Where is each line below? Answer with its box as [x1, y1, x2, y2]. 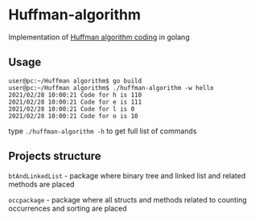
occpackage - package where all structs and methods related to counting [8, 194, 247, 204]
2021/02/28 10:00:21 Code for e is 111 [8, 98, 142, 106]
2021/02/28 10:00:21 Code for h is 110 [8, 91, 142, 99]
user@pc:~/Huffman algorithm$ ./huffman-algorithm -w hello [8, 84, 215, 92]
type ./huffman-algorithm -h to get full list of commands [8, 126, 197, 136]
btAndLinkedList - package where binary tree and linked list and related [8, 170, 246, 180]
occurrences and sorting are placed [8, 203, 127, 213]
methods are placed [8, 179, 75, 189]
